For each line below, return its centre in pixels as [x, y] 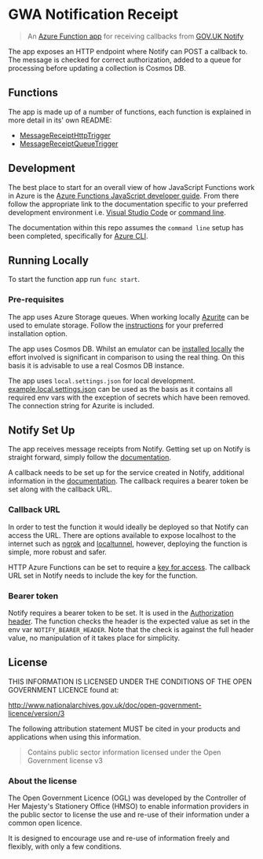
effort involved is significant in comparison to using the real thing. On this [126, 357]
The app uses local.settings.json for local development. [102, 380]
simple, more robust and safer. [58, 552]
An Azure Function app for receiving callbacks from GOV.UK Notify [135, 36]
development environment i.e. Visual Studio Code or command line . [117, 212]
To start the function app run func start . [74, 280]
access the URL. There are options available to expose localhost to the [122, 535]
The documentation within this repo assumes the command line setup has [126, 227]
